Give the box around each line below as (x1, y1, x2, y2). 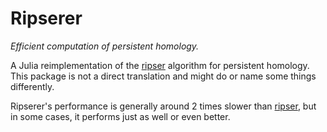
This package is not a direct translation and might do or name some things (10, 70, 317, 82)
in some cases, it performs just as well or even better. (10, 110, 231, 122)
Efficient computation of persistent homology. (10, 40, 200, 52)
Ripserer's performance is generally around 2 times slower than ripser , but (10, 100, 317, 112)
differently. (10, 80, 55, 92)
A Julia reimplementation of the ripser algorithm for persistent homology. (10, 59, 310, 71)
